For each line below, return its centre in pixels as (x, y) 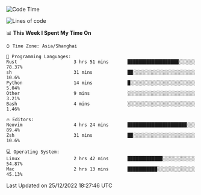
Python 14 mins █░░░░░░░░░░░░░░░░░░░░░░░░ (101, 83)
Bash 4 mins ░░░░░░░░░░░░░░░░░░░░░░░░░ (101, 104)
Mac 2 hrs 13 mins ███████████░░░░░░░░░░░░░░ (101, 169)
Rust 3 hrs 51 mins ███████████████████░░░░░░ (101, 62)
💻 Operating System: (33, 152)
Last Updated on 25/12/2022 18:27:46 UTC (59, 185)
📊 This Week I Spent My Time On (49, 33)
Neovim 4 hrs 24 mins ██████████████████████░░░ (101, 125)
